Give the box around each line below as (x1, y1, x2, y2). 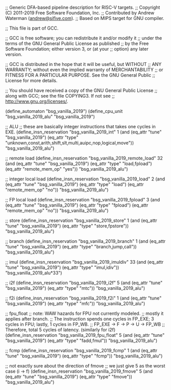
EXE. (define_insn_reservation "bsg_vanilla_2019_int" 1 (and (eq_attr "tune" (5, 129, 162, 135)
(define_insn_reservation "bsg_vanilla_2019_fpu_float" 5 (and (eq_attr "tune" (5, 332, 165, 338)
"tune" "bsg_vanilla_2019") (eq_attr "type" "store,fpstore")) (5, 223, 129, 229)
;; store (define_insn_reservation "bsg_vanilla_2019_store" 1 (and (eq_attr (5, 217, 157, 223)
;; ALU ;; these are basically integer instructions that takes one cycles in (5, 124, 156, 129)
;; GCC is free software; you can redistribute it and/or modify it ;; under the (5, 35, 162, 41)
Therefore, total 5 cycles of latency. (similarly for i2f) (5, 327, 116, 333)
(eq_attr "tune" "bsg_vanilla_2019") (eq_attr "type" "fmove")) (5, 374, 133, 380)
